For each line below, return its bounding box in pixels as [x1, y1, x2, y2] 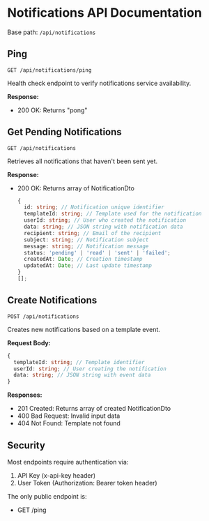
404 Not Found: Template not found [17, 419, 121, 428]
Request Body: [7, 338, 51, 347]
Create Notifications [7, 294, 98, 306]
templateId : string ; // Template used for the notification [24, 211, 202, 218]
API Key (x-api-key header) [17, 471, 96, 479]
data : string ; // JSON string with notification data [24, 223, 183, 231]
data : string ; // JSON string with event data [13, 372, 151, 379]
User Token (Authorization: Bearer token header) [17, 478, 158, 487]
